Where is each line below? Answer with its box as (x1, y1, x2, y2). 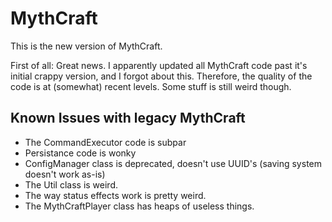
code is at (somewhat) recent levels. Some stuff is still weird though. (10, 80, 292, 92)
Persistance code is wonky (24, 147, 137, 159)
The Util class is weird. (24, 178, 119, 191)
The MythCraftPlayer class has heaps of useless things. (24, 200, 255, 212)
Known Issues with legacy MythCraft (10, 110, 246, 127)
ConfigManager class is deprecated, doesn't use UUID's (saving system (24, 157, 322, 169)
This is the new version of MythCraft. (10, 40, 163, 52)
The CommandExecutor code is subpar (24, 136, 187, 148)
